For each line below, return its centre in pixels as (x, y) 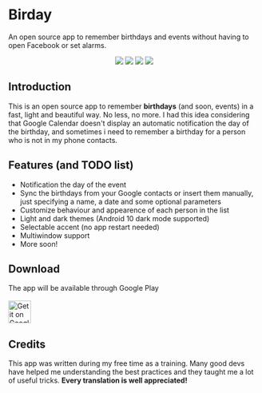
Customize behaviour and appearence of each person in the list (125, 210)
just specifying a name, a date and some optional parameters (121, 201)
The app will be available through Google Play (84, 288)
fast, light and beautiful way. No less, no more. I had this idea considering (129, 114)
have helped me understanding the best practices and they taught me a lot (131, 372)
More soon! (39, 244)
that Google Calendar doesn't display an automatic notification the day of (129, 123)
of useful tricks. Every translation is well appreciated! (98, 380)
